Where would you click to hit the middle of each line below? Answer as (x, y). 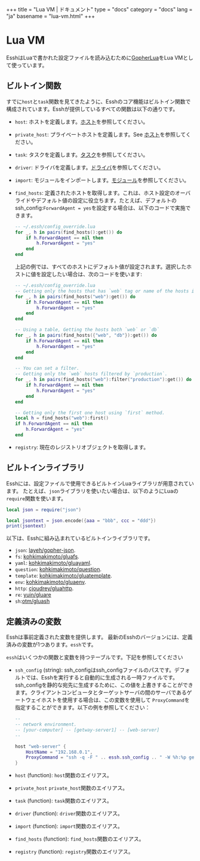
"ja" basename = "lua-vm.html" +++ (51, 16)
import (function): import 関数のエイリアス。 (69, 826)
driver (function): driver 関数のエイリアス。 (69, 814)
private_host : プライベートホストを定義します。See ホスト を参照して (100, 134)
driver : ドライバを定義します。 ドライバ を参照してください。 (89, 167)
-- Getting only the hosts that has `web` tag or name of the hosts (102, 291)
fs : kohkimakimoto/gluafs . (47, 557)
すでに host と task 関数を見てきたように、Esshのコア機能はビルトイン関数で (99, 101)
